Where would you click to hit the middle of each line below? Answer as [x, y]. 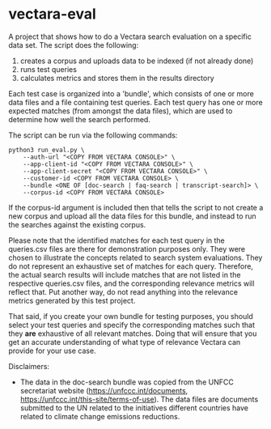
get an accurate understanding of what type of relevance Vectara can [125, 342]
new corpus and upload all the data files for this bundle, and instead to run [132, 216]
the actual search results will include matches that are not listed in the [125, 274]
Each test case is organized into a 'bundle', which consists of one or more [131, 93]
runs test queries [48, 69]
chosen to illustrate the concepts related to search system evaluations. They [135, 257]
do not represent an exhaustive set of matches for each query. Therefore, [131, 266]
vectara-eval [52, 14]
